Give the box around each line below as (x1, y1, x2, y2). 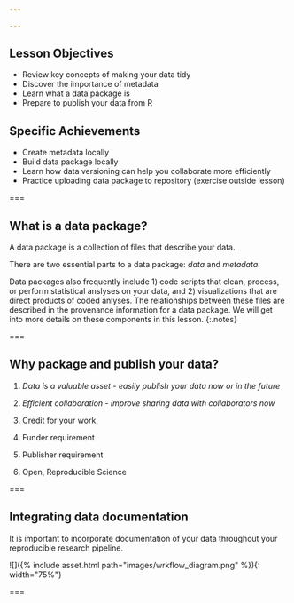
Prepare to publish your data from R (21, 98, 153, 108)
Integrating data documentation (9, 510, 189, 525)
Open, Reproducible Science (21, 466, 127, 477)
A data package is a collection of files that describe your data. (9, 242, 236, 253)
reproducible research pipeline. (9, 543, 124, 553)
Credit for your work (21, 415, 97, 425)
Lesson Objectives (9, 46, 114, 61)
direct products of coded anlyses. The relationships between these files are (9, 295, 285, 306)
